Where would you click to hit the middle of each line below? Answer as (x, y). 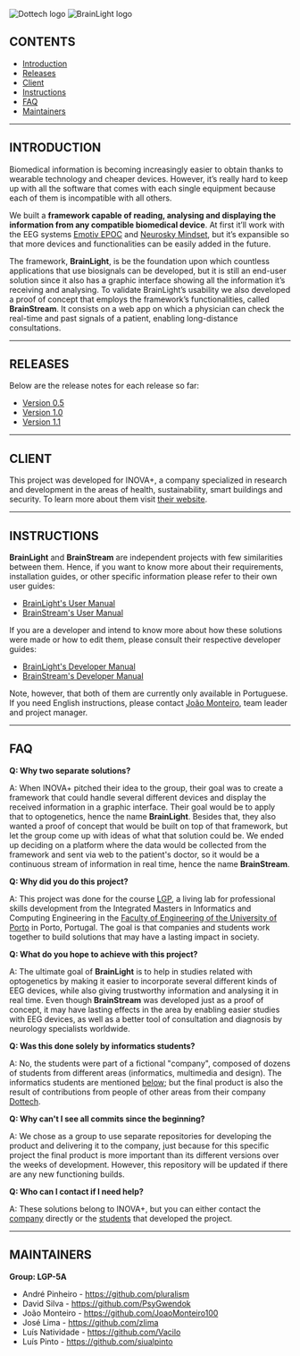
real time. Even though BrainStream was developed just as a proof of (137, 1000)
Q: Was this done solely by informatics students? (102, 1046)
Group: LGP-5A (38, 1276)
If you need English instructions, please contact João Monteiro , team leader (149, 703)
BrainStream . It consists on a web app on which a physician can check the (147, 308)
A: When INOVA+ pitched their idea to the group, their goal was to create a (146, 787)
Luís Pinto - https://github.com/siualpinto (97, 1341)
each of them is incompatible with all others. (91, 198)
